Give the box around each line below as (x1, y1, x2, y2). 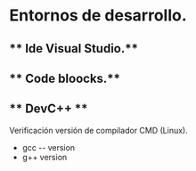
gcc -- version (21, 142, 76, 152)
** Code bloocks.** (9, 70, 121, 85)
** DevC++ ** (9, 102, 88, 117)
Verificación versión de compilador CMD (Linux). (9, 125, 189, 135)
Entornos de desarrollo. (9, 5, 187, 26)
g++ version (21, 151, 68, 162)
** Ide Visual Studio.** (9, 41, 138, 56)
